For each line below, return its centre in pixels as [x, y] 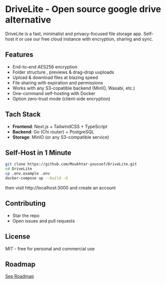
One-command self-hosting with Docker [54, 93]
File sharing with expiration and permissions [58, 82]
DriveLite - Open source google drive [83, 9]
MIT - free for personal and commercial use [50, 248]
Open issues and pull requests [44, 220]
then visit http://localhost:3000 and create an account [61, 187]
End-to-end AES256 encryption [45, 66]
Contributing [25, 203]
